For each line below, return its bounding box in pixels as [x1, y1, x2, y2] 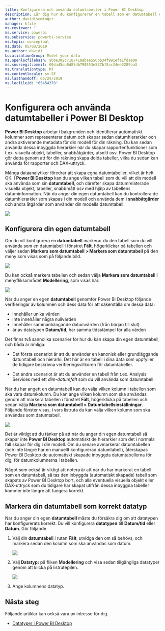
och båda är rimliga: [5, 341, 46, 348]
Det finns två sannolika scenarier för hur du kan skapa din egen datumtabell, [5, 336, 160, 342]
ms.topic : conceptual [5, 39, 50, 44]
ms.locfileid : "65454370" [5, 80, 58, 85]
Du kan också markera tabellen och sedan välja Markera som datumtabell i [5, 272, 158, 278]
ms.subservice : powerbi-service [5, 35, 71, 40]
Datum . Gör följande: [5, 526, 48, 532]
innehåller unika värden [12, 311, 60, 317]
